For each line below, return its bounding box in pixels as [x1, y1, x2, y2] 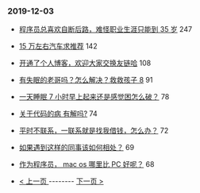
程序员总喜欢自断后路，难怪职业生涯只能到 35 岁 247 [18, 25, 192, 34]
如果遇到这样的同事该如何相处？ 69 [18, 143, 135, 152]
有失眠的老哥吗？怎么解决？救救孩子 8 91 [18, 75, 153, 85]
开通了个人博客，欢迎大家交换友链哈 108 [18, 58, 152, 68]
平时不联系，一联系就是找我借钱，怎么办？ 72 [18, 125, 169, 136]
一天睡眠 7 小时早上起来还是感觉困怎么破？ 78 [18, 92, 170, 102]
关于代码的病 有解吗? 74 [18, 109, 98, 118]
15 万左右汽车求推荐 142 [18, 41, 98, 51]
